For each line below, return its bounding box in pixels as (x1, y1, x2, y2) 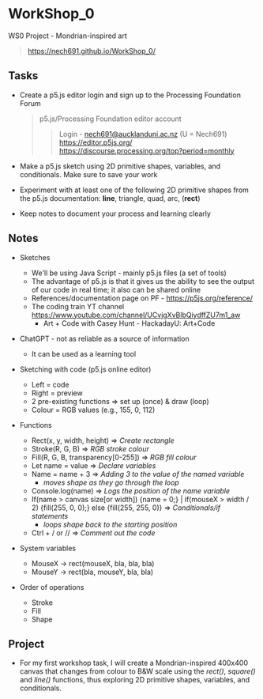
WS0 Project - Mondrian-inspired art (8, 31, 128, 40)
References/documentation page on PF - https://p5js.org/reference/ (31, 293, 254, 303)
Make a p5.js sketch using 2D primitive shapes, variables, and (19, 161, 221, 171)
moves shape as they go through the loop (43, 478, 179, 487)
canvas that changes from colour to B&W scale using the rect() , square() (19, 667, 256, 676)
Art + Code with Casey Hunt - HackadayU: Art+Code (43, 318, 216, 328)
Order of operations (19, 582, 85, 591)
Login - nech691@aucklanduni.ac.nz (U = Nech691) (58, 129, 227, 138)
